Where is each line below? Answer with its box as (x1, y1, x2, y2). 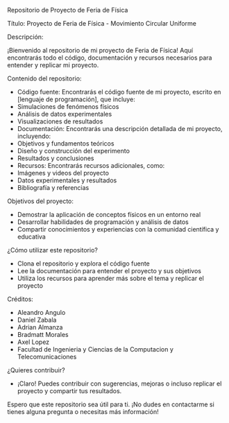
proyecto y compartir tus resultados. (17, 387, 122, 395)
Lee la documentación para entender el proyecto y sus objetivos (17, 267, 201, 275)
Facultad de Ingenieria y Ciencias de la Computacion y (17, 345, 173, 353)
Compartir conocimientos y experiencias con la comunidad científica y (17, 225, 219, 233)
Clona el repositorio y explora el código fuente (17, 259, 151, 268)
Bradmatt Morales (17, 331, 69, 338)
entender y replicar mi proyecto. (7, 61, 99, 69)
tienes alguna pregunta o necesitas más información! (7, 408, 159, 415)
